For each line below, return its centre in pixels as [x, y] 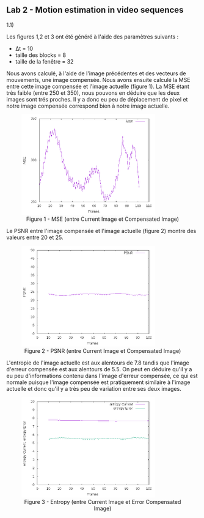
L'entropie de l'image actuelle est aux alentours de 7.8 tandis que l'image [98, 363]
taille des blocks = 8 [40, 55]
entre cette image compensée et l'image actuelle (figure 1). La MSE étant [98, 86]
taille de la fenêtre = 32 [44, 61]
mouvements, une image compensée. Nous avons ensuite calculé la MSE [98, 80]
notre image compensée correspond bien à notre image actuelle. [88, 106]
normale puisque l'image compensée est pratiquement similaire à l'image [98, 382]
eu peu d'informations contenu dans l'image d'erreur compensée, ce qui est [102, 376]
